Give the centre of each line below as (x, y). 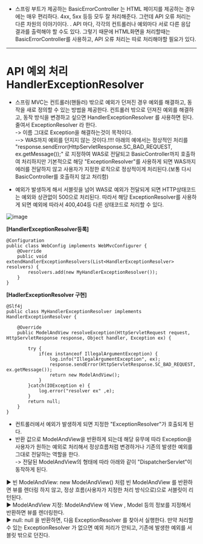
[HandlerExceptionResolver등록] (48, 229)
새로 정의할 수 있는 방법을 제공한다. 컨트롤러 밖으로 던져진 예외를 (102, 109)
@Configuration (25, 241)
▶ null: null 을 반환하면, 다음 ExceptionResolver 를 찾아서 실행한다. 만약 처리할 (100, 520)
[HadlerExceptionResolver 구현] (47, 294)
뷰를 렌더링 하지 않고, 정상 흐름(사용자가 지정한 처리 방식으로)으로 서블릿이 (100, 490)
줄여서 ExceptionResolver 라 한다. (56, 125)
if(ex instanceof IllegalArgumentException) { (98, 354)
